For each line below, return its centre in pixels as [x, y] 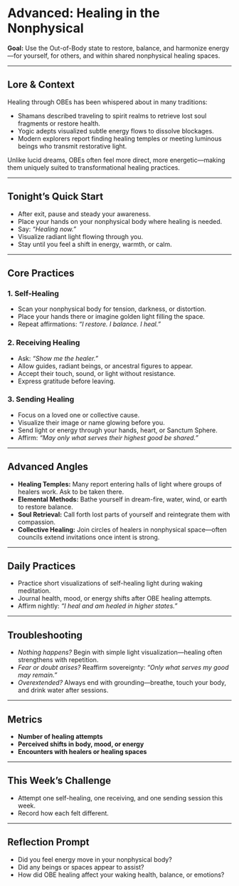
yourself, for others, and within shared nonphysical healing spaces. [122, 56]
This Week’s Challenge [59, 781]
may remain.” [37, 675]
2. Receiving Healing [44, 342]
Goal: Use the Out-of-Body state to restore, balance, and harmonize [107, 48]
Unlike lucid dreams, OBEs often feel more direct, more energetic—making [116, 160]
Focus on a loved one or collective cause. [79, 414]
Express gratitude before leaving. [67, 381]
